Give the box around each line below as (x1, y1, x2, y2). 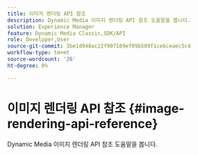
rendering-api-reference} (7, 116, 158, 131)
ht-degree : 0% (7, 62, 49, 69)
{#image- (128, 101, 185, 116)
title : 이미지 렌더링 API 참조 (7, 10, 86, 17)
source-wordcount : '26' (7, 56, 76, 63)
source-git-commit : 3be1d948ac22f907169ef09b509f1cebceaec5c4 (7, 43, 191, 50)
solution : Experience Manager (7, 23, 95, 30)
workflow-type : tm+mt (7, 50, 70, 57)
